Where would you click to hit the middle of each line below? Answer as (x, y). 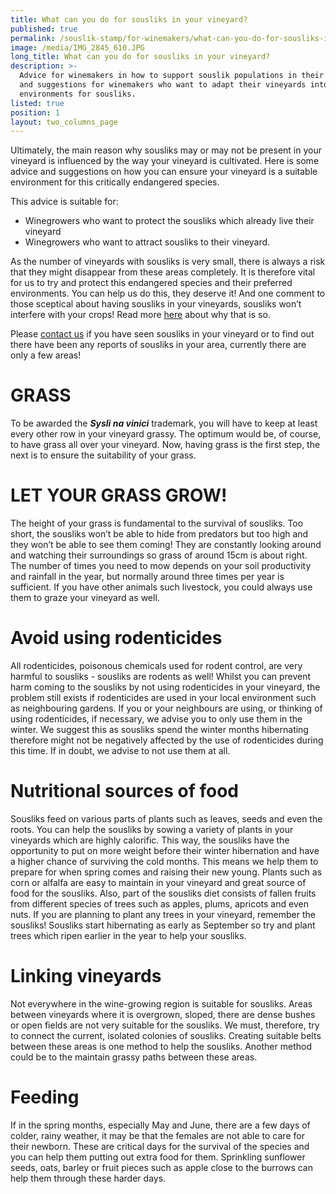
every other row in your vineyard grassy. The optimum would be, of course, (166, 434)
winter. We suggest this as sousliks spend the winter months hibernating (159, 730)
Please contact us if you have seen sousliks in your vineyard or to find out (162, 334)
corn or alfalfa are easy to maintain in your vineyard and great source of (158, 882)
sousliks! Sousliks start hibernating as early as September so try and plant (163, 925)
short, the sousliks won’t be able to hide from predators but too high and (159, 534)
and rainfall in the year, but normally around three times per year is (147, 577)
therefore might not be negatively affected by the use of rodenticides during (167, 740)
